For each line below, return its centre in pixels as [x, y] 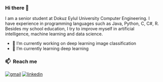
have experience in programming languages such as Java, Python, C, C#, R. [82, 23]
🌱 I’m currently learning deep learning [50, 49]
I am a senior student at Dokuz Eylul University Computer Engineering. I [77, 19]
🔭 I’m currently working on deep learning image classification [74, 43]
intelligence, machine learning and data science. [54, 34]
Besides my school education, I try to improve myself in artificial [70, 29]
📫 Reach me [21, 61]
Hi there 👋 [17, 8]
